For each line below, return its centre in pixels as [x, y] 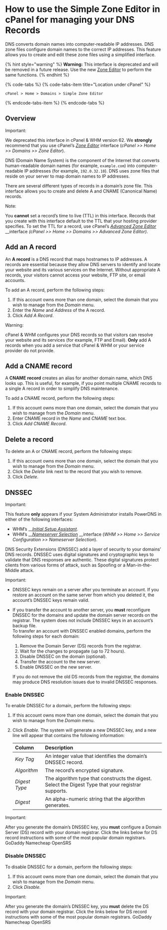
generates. [58, 805]
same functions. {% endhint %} [37, 75]
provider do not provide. [30, 350]
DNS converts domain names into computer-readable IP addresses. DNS [80, 44]
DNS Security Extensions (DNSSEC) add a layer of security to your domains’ [83, 549]
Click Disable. [26, 887]
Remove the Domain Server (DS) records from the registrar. [81, 646]
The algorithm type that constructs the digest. [98, 778]
